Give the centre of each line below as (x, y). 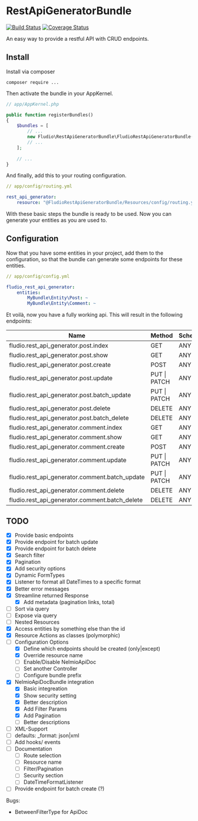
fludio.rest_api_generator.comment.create (67, 447)
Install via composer (31, 72)
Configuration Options (42, 642)
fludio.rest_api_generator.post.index (59, 346)
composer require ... (33, 82)
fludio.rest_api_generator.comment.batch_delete (76, 500)
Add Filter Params (45, 709)
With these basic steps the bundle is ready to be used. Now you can (89, 214)
